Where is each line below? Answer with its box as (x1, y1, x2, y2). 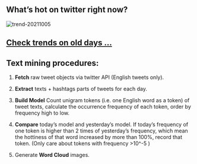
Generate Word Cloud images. (14, 152, 90, 159)
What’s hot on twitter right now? (6, 5, 128, 15)
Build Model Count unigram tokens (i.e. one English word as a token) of (14, 97, 190, 104)
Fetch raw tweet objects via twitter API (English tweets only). (14, 74, 164, 81)
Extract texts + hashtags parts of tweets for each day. (14, 86, 147, 93)
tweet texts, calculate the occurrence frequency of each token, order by (14, 103, 192, 111)
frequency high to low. (14, 109, 70, 116)
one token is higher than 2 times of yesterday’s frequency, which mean (14, 127, 188, 134)
